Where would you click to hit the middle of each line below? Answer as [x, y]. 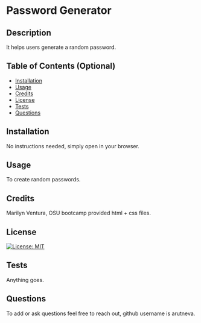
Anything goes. [25, 280]
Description [29, 33]
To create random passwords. [43, 180]
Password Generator [59, 11]
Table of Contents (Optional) [61, 66]
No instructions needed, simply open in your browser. [73, 146]
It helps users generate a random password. [61, 47]
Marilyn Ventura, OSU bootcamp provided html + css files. [78, 213]
